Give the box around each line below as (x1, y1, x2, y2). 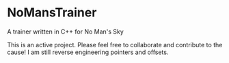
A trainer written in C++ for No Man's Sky (7, 27, 124, 36)
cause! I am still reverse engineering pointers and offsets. (7, 48, 169, 56)
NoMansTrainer (7, 5, 97, 21)
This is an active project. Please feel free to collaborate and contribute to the (7, 40, 223, 49)
